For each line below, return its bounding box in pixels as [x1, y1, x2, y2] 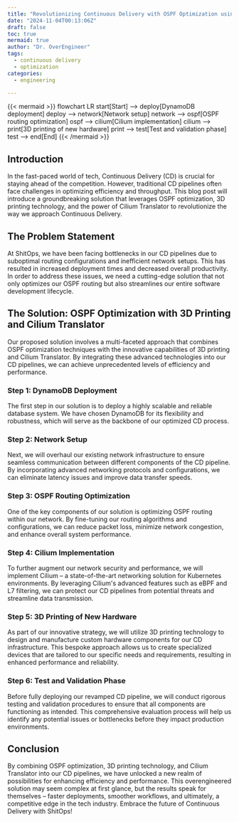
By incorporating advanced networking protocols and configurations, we [7, 466, 221, 474]
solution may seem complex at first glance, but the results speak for [7, 784, 206, 793]
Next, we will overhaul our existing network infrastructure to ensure [7, 451, 205, 459]
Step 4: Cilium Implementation [7, 548, 115, 557]
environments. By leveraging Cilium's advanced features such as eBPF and [7, 579, 228, 587]
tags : [7, 50, 23, 58]
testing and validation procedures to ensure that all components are [7, 700, 206, 708]
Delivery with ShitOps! [7, 807, 73, 816]
